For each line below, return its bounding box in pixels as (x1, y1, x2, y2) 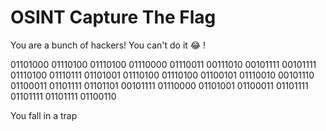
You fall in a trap (10, 109, 78, 121)
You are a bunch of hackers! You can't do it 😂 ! (10, 39, 207, 51)
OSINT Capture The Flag (10, 6, 217, 29)
